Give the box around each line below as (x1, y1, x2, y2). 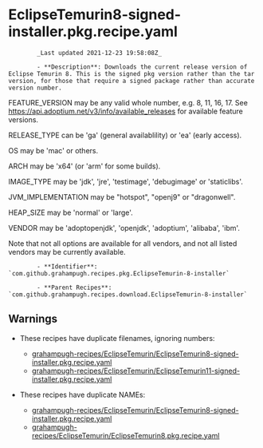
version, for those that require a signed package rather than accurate (8, 77, 255, 85)
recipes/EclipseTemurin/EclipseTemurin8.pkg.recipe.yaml (31, 430, 220, 440)
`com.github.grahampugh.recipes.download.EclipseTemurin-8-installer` (8, 290, 248, 299)
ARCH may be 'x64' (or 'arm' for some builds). (8, 161, 161, 171)
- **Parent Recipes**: (37, 283, 112, 291)
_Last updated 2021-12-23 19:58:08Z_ (37, 49, 162, 57)
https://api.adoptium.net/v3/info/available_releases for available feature (8, 106, 243, 116)
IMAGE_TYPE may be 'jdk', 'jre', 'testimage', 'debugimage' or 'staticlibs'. (8, 176, 243, 186)
